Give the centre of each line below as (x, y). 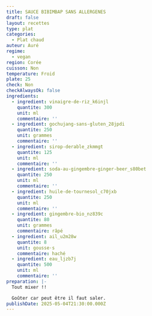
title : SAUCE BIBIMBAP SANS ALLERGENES (56, 12)
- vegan (21, 57)
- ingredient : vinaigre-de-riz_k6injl (60, 102)
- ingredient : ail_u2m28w (44, 236)
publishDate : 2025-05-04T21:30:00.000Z (56, 304)
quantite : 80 (33, 220)
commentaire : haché (41, 253)
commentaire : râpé (40, 231)
